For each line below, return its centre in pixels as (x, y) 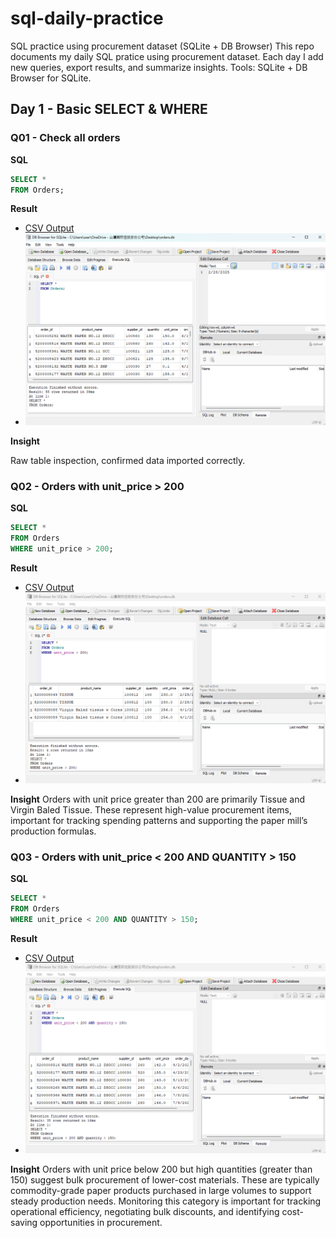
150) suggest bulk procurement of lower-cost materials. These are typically (165, 1179)
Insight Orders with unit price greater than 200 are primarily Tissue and (158, 799)
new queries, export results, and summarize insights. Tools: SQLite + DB (159, 67)
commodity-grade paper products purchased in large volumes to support (161, 1190)
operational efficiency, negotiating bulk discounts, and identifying (145, 1211)
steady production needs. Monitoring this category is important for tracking (166, 1201)
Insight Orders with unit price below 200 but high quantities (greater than (161, 1169)
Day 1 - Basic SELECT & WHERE (109, 109)
